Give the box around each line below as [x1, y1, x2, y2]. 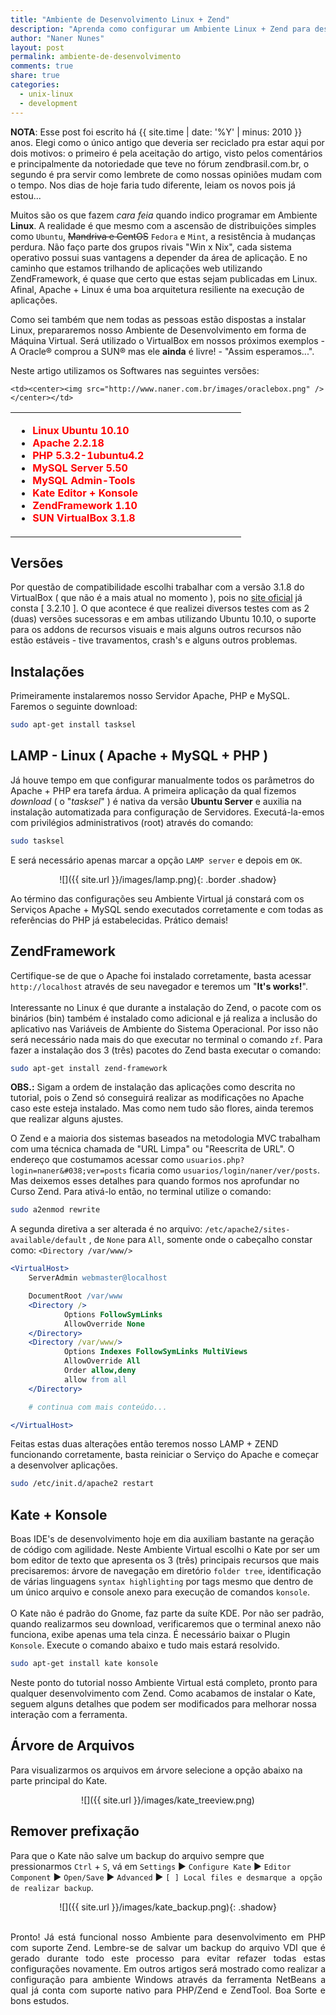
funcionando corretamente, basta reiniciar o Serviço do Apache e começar [10, 1449, 320, 1461]
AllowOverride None [63, 1319, 145, 1329]
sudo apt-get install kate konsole [10, 1659, 159, 1669]
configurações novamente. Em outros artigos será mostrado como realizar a [10, 1962, 326, 1975]
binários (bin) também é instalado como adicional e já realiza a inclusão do [10, 1012, 318, 1024]
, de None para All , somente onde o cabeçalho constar [88, 1234, 313, 1246]
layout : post [10, 42, 65, 53]
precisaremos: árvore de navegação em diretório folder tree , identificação [10, 1565, 322, 1577]
